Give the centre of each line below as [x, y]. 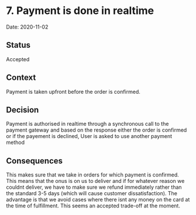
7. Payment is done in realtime [80, 11]
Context [21, 78]
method [16, 142]
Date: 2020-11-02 [27, 27]
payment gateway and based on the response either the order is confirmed [97, 130]
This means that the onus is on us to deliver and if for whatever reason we [95, 181]
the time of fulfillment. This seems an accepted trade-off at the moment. [93, 206]
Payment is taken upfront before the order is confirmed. [73, 91]
